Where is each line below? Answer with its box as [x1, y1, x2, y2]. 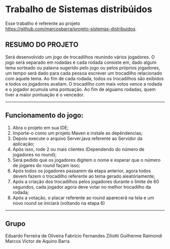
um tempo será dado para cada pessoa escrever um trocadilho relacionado [5, 70, 162, 76]
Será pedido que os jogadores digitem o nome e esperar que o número [12, 157, 161, 163]
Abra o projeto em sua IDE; [12, 124, 69, 130]
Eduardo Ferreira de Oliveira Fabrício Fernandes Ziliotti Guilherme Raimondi [5, 233, 162, 239]
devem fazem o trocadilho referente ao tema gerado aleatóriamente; [12, 173, 155, 179]
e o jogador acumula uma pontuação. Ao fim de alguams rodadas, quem [5, 86, 156, 92]
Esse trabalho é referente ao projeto [5, 20, 80, 26]
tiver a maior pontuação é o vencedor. [5, 91, 85, 97]
